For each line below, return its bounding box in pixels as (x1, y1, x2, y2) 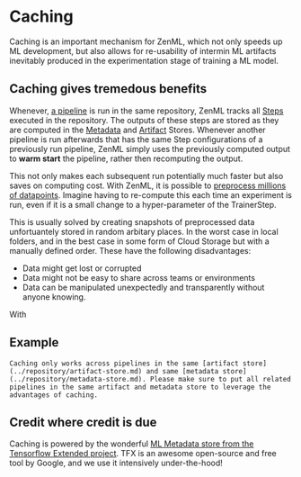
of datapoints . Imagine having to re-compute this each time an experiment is (9, 189, 292, 200)
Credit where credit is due (9, 414, 157, 429)
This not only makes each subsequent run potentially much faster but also (9, 170, 284, 181)
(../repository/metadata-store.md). (9, 374, 146, 383)
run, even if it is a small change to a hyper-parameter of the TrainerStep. (9, 199, 277, 210)
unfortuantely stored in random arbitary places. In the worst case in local (9, 226, 279, 237)
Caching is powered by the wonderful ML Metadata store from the (9, 438, 254, 449)
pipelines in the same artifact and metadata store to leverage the (9, 382, 271, 391)
